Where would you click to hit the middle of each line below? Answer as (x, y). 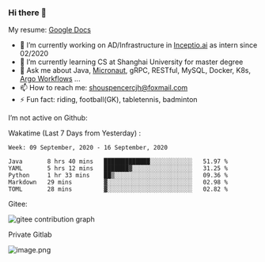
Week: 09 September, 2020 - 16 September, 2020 (88, 148)
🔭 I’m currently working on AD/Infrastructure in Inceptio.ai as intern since (138, 45)
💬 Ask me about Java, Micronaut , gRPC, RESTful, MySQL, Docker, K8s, (135, 70)
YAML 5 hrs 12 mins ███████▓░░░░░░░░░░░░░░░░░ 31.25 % (118, 169)
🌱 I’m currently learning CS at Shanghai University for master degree (131, 62)
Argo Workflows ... (50, 79)
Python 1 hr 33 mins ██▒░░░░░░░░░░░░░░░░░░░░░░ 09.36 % (118, 176)
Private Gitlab (30, 235)
